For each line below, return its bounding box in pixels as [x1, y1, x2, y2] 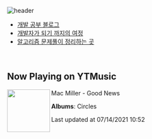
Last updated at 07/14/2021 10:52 [51, 115, 145, 123]
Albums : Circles [51, 102, 97, 110]
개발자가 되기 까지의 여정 [16, 29, 84, 37]
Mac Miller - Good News [51, 89, 121, 97]
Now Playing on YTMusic [7, 71, 117, 82]
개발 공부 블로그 [16, 20, 60, 29]
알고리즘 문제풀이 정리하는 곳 [16, 37, 94, 46]
